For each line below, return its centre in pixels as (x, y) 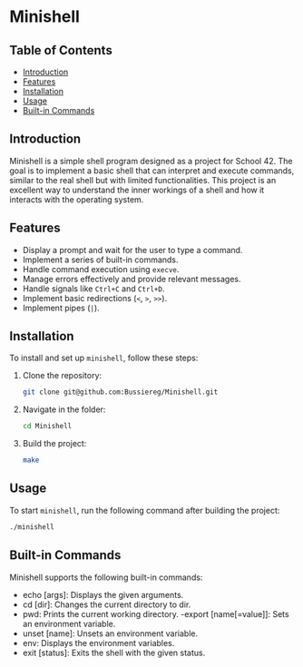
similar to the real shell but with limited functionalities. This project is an (143, 180)
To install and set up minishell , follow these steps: (104, 358)
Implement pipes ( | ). (61, 308)
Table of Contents (61, 50)
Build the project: (54, 444)
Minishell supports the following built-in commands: (106, 577)
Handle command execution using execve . (101, 269)
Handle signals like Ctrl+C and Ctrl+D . (93, 289)
